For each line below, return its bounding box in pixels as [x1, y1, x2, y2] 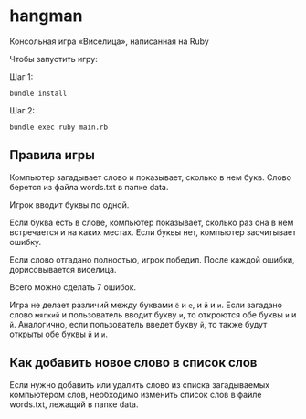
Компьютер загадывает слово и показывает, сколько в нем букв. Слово [9, 171, 292, 183]
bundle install [9, 89, 68, 98]
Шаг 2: [9, 104, 35, 115]
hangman [9, 5, 84, 27]
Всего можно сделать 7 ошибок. [9, 281, 137, 293]
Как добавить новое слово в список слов [9, 355, 258, 371]
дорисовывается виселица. [9, 263, 117, 274]
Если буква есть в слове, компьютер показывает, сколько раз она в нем [9, 217, 294, 228]
